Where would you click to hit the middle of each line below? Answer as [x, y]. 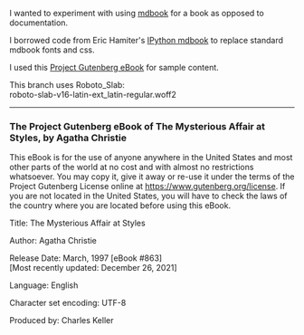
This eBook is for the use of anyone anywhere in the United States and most [151, 158]
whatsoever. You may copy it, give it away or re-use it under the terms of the [152, 177]
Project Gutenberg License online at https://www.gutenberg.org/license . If [147, 187]
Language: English [44, 285]
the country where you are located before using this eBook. [120, 206]
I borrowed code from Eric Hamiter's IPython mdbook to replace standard [146, 40]
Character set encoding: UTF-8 [68, 303]
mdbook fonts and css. [52, 50]
